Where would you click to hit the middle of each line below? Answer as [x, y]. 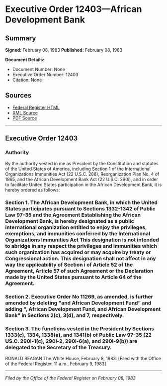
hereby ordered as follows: [33, 190]
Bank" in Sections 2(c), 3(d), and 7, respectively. [65, 315]
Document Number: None [39, 69]
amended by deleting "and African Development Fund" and [78, 303]
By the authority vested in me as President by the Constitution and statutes [82, 163]
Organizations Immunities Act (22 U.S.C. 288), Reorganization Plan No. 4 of [82, 174]
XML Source [25, 112]
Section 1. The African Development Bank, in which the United [82, 202]
